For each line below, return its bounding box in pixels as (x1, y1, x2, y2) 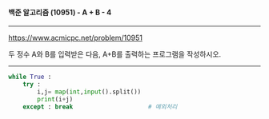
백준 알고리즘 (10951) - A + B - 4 (8, 7, 112, 17)
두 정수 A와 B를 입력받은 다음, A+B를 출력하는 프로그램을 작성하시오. (8, 50, 222, 59)
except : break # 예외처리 (22, 102, 178, 111)
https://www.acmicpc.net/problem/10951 (8, 33, 143, 43)
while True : (8, 73, 52, 81)
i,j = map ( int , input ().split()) (37, 88, 142, 96)
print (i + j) (37, 95, 74, 103)
